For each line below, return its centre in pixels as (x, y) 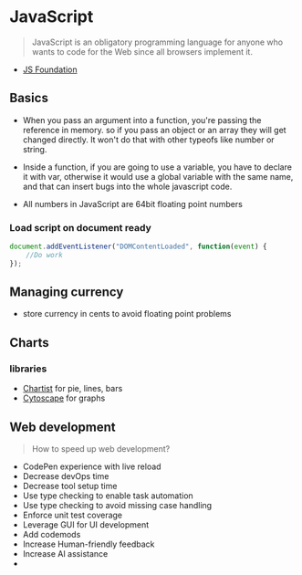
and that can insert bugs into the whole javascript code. (127, 186)
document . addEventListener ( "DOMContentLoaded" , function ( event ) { (138, 247)
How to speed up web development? (101, 448)
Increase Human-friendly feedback (89, 544)
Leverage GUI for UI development (86, 524)
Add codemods (52, 534)
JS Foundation (50, 69)
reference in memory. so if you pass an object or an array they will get (154, 130)
